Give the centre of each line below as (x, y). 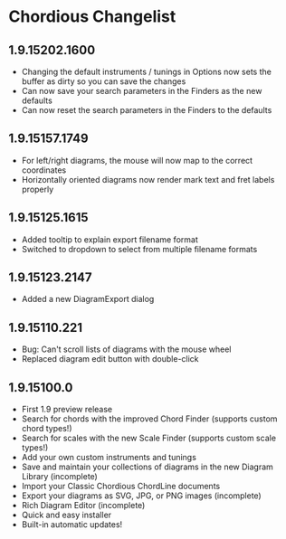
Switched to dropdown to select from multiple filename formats (139, 249)
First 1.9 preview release (67, 410)
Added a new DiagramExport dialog (88, 299)
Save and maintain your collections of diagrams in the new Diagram (147, 467)
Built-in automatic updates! (72, 525)
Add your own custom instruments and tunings (109, 458)
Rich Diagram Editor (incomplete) (83, 506)
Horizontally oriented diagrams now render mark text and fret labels (148, 179)
